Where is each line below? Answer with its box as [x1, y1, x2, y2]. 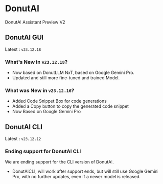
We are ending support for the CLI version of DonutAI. [5, 159, 114, 165]
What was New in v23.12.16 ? [5, 87, 74, 93]
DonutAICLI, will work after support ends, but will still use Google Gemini [12, 168, 159, 174]
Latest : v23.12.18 [5, 46, 41, 52]
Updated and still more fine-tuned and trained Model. [12, 75, 120, 81]
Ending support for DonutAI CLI [5, 148, 81, 155]
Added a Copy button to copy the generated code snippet [12, 103, 129, 109]
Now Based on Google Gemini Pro [12, 109, 81, 115]
